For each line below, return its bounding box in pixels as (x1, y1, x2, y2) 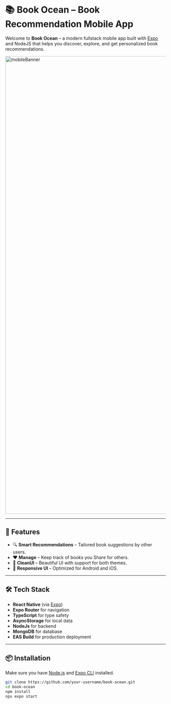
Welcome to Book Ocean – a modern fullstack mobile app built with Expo (5, 35, 158, 41)
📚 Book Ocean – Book (5, 4, 100, 16)
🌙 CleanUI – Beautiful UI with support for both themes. (12, 560, 127, 566)
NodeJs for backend (12, 623, 56, 629)
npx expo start (5, 694, 38, 699)
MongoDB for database (12, 628, 63, 634)
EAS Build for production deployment (12, 634, 92, 640)
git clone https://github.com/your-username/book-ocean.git (5, 680, 136, 685)
